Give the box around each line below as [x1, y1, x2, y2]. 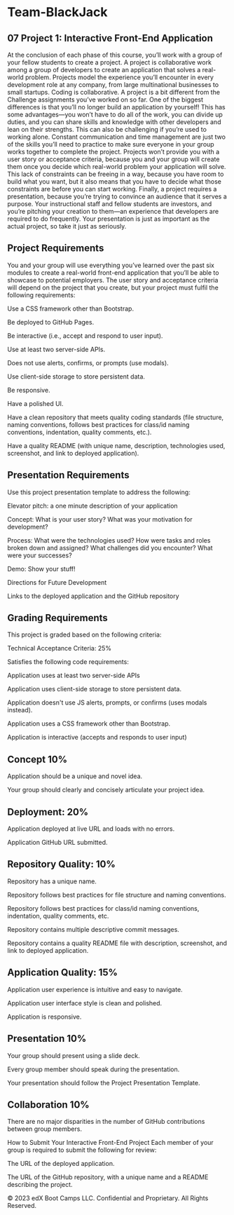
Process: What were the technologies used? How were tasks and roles [7, 536, 211, 544]
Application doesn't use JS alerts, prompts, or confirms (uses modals [7, 698, 207, 707]
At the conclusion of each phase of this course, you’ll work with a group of [7, 50, 223, 59]
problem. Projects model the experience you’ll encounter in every [25, 73, 214, 81]
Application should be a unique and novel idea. [7, 772, 143, 780]
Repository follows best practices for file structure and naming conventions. [7, 890, 226, 899]
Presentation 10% [7, 1033, 87, 1045]
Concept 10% [7, 753, 68, 765]
